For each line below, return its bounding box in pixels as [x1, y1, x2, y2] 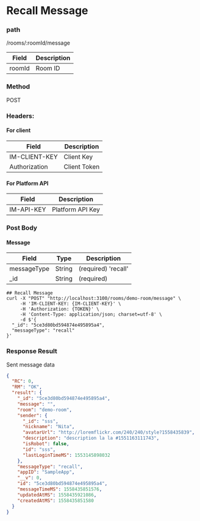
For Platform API [6, 180, 49, 187]
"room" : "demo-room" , [17, 407, 72, 413]
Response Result [6, 347, 58, 355]
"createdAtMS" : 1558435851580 [17, 497, 95, 504]
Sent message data [6, 361, 55, 368]
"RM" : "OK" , [12, 384, 43, 390]
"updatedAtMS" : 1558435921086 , [17, 492, 97, 498]
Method [6, 82, 30, 91]
